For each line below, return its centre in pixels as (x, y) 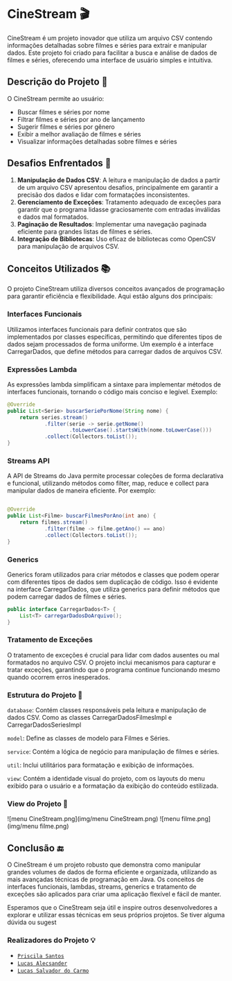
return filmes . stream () (54, 522)
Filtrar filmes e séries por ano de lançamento (81, 119)
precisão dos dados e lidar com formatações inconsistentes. (104, 195)
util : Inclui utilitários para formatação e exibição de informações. (101, 765)
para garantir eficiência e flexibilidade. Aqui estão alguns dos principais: (110, 297)
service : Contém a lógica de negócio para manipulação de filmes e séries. (113, 752)
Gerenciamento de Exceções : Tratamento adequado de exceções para (119, 202)
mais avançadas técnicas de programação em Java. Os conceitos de (106, 880)
